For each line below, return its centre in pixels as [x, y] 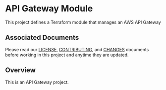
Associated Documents [42, 38]
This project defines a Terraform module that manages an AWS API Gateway [83, 22]
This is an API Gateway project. [37, 82]
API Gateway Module [49, 9]
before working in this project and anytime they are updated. [67, 55]
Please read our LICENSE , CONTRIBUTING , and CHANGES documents [77, 49]
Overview [21, 70]
